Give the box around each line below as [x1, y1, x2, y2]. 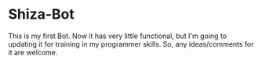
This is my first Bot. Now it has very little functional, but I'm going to [8, 31, 227, 40]
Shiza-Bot [8, 5, 75, 23]
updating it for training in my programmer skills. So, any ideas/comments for [8, 39, 254, 48]
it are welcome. [8, 47, 58, 57]
